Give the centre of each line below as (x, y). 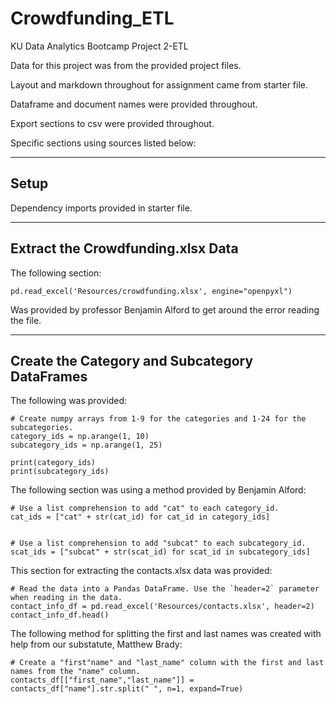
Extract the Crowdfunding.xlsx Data (124, 248)
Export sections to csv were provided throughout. (112, 123)
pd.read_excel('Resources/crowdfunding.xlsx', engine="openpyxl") (151, 291)
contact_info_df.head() (60, 615)
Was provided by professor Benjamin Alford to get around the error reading (165, 309)
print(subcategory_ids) (60, 472)
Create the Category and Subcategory (132, 360)
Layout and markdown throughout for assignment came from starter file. (159, 84)
